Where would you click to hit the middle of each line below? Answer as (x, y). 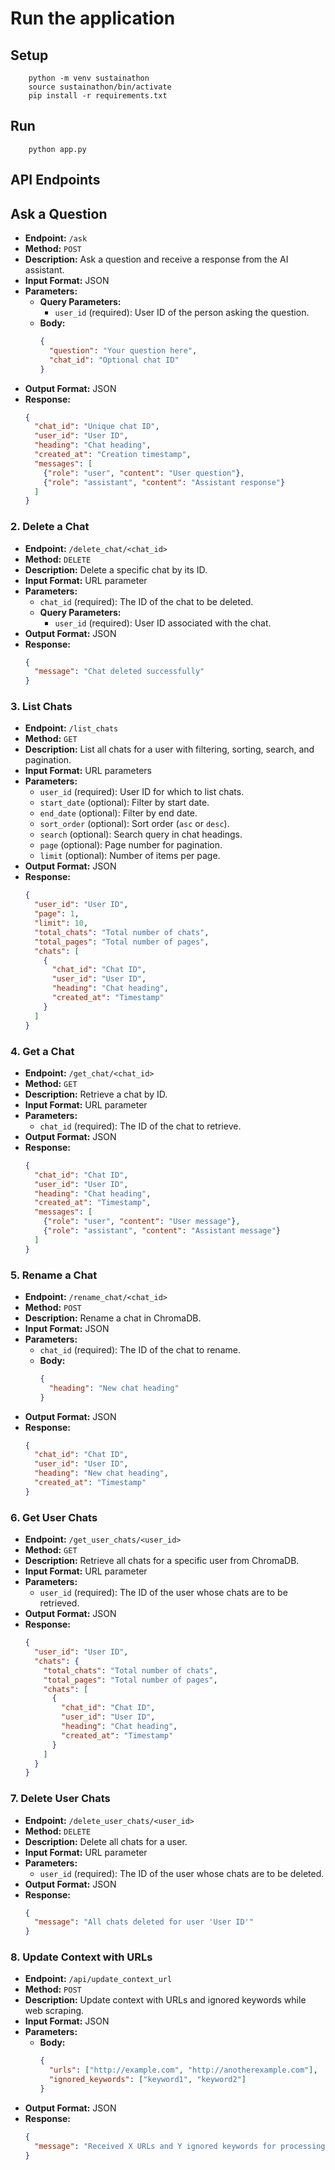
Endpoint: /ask (56, 238)
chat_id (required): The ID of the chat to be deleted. (146, 601)
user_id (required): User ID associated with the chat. (163, 623)
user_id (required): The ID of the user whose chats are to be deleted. (182, 1873)
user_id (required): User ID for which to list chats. (142, 792)
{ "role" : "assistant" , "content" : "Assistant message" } (162, 1231)
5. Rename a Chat (54, 1275)
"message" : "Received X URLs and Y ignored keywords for (155, 2146)
